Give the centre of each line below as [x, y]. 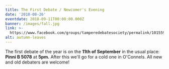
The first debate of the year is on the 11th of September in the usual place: [82, 51]
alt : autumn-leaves [26, 38]
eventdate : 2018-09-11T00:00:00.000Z [45, 19]
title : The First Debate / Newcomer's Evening [55, 10]
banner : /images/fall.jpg [32, 24]
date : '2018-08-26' [26, 14]
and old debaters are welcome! [37, 62]
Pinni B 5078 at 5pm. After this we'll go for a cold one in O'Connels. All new [84, 57]
